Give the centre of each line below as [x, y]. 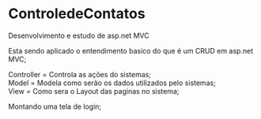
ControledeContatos [77, 14]
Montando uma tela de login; [55, 106]
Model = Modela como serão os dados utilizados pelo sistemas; [112, 83]
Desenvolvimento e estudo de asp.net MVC [79, 35]
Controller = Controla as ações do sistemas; [80, 74]
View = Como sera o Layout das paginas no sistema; [94, 91]
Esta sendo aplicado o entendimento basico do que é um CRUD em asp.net [131, 50]
